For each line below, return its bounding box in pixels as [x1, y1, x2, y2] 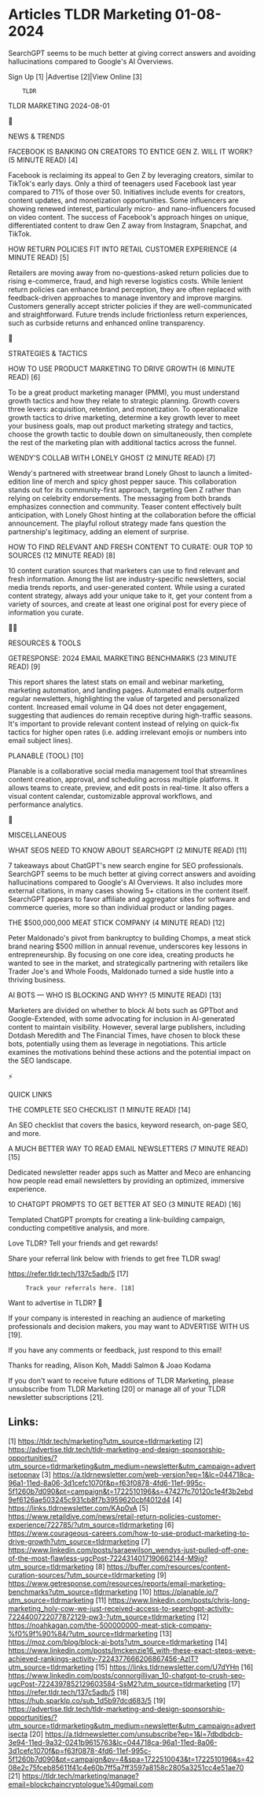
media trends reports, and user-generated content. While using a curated [8, 582, 245, 592]
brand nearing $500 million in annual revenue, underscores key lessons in [8, 941, 247, 951]
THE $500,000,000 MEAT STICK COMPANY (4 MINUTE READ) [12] [8, 918, 225, 927]
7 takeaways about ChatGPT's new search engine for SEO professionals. [8, 860, 244, 870]
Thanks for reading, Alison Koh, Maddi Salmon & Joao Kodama [8, 1361, 211, 1370]
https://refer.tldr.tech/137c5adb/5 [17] [8, 1268, 129, 1278]
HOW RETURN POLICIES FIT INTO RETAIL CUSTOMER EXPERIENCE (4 [8, 244, 237, 254]
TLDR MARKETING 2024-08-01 [8, 101, 110, 110]
